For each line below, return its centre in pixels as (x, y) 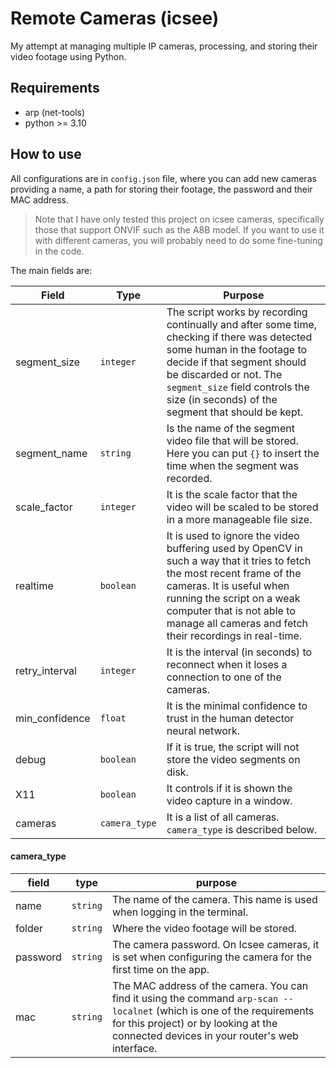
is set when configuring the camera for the (211, 957)
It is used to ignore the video (233, 535)
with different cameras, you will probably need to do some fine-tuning (178, 240)
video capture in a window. (229, 800)
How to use (46, 154)
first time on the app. (160, 969)
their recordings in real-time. (234, 635)
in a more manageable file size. (239, 519)
